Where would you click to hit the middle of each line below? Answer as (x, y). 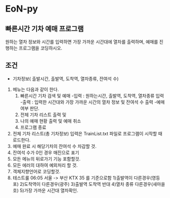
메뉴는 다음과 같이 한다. (36, 89)
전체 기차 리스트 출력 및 (43, 115)
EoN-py (22, 9)
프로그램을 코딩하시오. (40, 48)
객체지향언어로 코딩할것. (37, 171)
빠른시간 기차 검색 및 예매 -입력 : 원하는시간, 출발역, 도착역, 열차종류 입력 (92, 95)
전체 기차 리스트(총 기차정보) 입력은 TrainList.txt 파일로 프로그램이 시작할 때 (87, 133)
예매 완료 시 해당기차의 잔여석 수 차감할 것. (55, 146)
